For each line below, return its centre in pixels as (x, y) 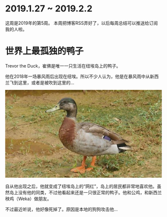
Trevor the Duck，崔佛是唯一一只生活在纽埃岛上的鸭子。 (63, 66)
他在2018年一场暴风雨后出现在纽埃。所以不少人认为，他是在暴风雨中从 (78, 76)
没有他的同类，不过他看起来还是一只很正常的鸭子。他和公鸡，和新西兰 (90, 193)
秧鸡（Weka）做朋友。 (28, 199)
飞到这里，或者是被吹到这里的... (42, 82)
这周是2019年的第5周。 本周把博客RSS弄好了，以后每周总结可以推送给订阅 (82, 23)
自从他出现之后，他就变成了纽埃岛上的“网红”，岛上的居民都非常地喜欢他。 (81, 186)
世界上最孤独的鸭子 (44, 51)
